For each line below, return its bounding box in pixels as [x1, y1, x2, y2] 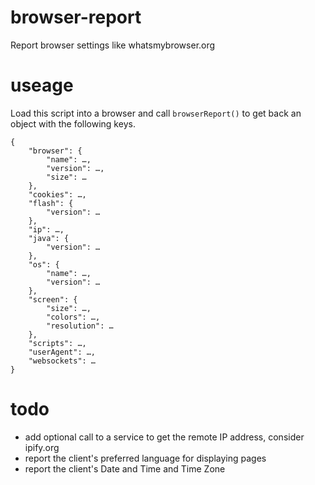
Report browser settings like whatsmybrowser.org [10, 39, 216, 51]
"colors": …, [46, 312, 101, 322]
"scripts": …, [28, 338, 87, 348]
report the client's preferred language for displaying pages [24, 452, 267, 464]
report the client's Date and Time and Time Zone [24, 462, 226, 475]
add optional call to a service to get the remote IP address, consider [24, 431, 305, 443]
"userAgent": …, [28, 347, 97, 357]
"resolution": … [46, 321, 114, 331]
